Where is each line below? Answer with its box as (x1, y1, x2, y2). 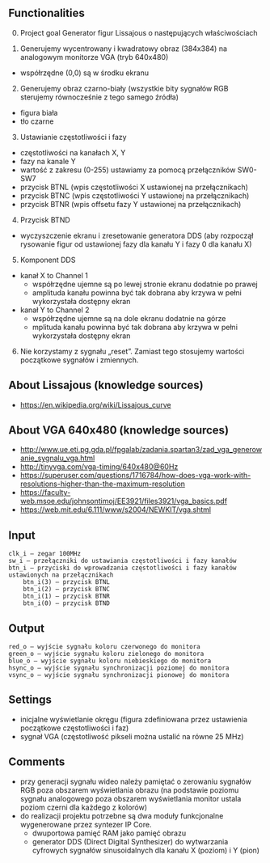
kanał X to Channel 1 (19, 270, 89, 280)
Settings (8, 693, 53, 707)
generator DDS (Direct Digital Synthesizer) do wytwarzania (32, 836, 229, 846)
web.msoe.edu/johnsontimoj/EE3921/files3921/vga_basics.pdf (19, 497, 228, 506)
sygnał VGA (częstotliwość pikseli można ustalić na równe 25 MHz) (19, 731, 244, 741)
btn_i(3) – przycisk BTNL (23, 578, 111, 586)
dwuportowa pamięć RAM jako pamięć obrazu (32, 828, 187, 838)
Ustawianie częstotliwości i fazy (19, 132, 127, 142)
